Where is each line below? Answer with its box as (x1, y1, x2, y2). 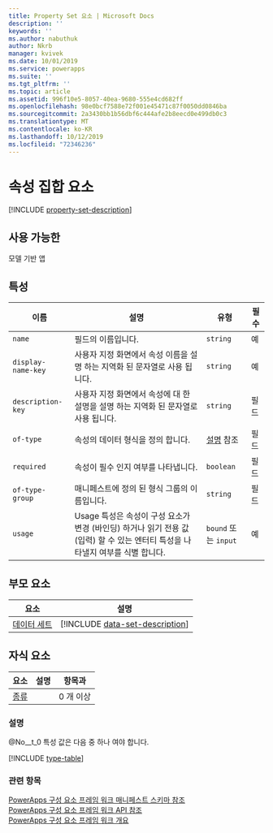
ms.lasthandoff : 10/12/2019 (8, 132, 104, 140)
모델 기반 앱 (8, 253, 46, 264)
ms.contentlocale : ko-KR (8, 125, 93, 133)
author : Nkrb (8, 42, 53, 50)
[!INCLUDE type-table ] (8, 753, 84, 763)
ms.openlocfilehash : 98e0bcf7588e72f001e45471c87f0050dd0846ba (8, 102, 227, 110)
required (12, 462, 46, 472)
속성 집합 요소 (8, 178, 94, 196)
